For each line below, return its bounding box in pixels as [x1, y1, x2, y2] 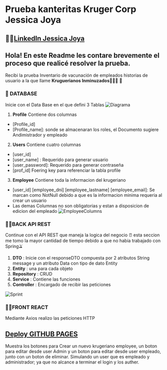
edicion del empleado [12, 208, 58, 214]
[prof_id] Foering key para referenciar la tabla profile [12, 167, 121, 173]
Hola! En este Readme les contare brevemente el [5, 51, 159, 60]
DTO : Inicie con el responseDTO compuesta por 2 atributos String [12, 255, 150, 261]
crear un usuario [12, 197, 47, 203]
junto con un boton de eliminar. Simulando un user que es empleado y [5, 354, 150, 360]
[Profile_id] [12, 121, 36, 127]
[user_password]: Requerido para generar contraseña [12, 162, 124, 168]
